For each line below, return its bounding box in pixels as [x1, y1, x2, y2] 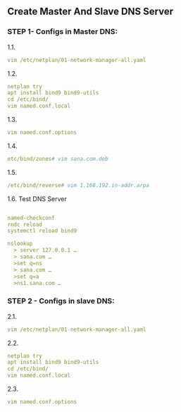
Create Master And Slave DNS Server [7, 6, 174, 18]
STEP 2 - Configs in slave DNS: [7, 296, 115, 306]
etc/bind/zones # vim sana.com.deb [7, 155, 109, 162]
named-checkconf [7, 214, 55, 222]
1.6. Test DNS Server [7, 194, 67, 203]
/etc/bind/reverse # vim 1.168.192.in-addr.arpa [7, 181, 150, 189]
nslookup [7, 240, 33, 248]
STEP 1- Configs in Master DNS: [7, 27, 118, 37]
